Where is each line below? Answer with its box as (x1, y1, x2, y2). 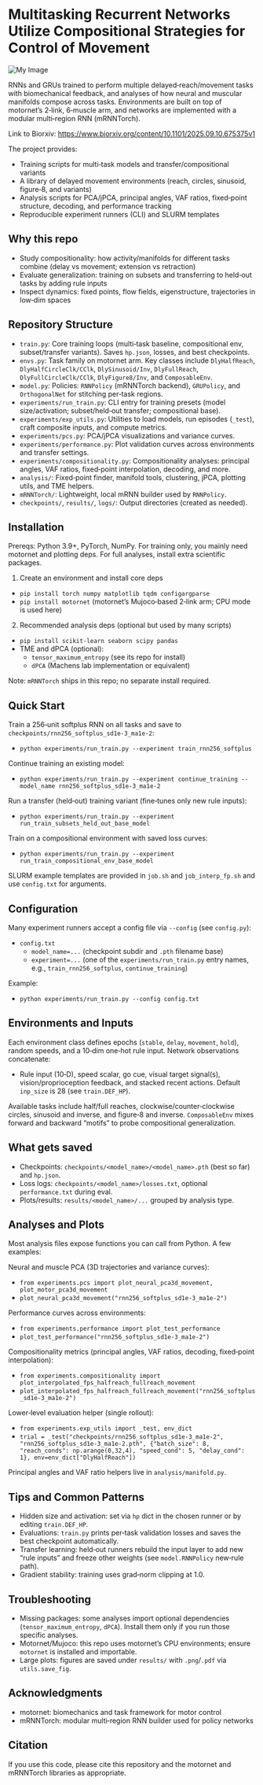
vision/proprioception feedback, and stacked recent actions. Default (19, 1077, 241, 1087)
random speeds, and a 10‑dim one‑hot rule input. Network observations (8, 1045, 239, 1055)
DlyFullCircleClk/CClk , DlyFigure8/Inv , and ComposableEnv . (19, 372, 214, 382)
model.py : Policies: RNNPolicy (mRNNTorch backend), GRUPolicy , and (19, 380, 241, 390)
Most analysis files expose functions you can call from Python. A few (8, 1239, 232, 1248)
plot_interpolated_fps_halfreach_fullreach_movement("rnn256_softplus (19, 1388, 256, 1395)
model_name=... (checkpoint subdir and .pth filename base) (31, 947, 224, 955)
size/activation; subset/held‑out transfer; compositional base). (19, 405, 221, 415)
